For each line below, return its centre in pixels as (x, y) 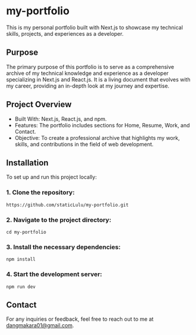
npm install (21, 259)
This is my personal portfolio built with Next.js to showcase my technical (94, 27)
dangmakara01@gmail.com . (40, 325)
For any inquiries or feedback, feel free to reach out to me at (80, 319)
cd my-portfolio (26, 232)
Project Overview (39, 104)
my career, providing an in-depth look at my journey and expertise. (88, 86)
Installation (27, 163)
